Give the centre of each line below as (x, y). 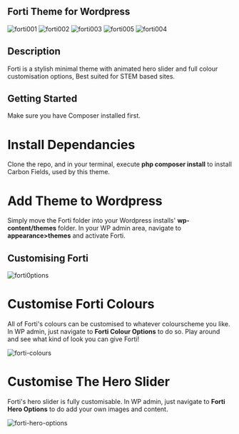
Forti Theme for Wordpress (69, 12)
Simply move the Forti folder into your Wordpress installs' (92, 221)
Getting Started (42, 99)
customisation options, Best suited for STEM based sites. (91, 76)
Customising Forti (48, 258)
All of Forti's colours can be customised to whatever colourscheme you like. (119, 324)
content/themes (32, 228)
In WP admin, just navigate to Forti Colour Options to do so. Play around (114, 332)
